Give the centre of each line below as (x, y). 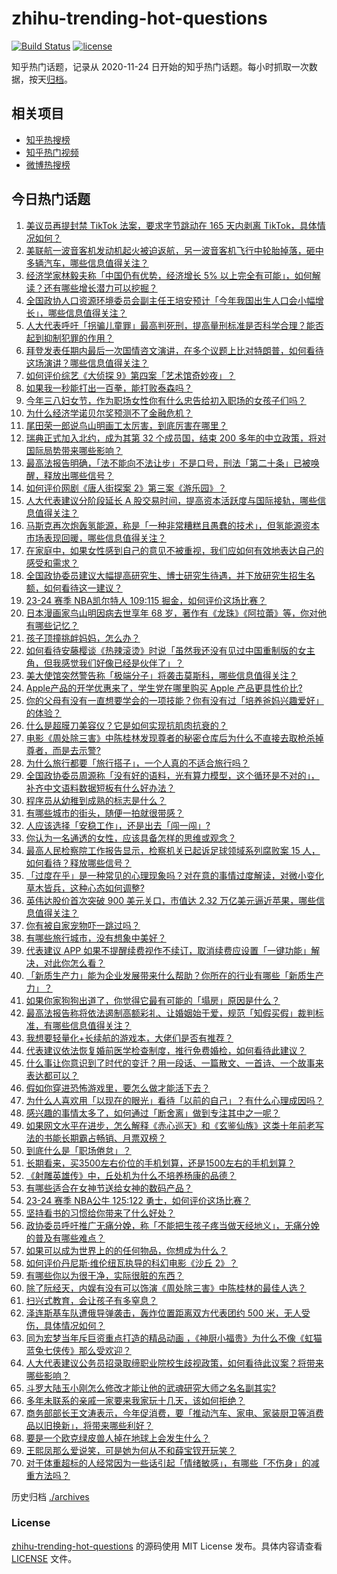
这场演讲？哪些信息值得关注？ (87, 363)
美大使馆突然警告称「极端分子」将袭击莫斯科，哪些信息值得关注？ (161, 675)
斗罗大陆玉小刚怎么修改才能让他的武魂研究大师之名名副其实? (150, 1388)
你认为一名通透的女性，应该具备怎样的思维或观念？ (131, 838)
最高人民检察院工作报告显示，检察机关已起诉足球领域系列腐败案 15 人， (173, 850)
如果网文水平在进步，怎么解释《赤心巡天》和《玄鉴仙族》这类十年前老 (170, 1125)
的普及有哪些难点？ (65, 1238)
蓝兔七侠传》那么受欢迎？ (78, 1350)
